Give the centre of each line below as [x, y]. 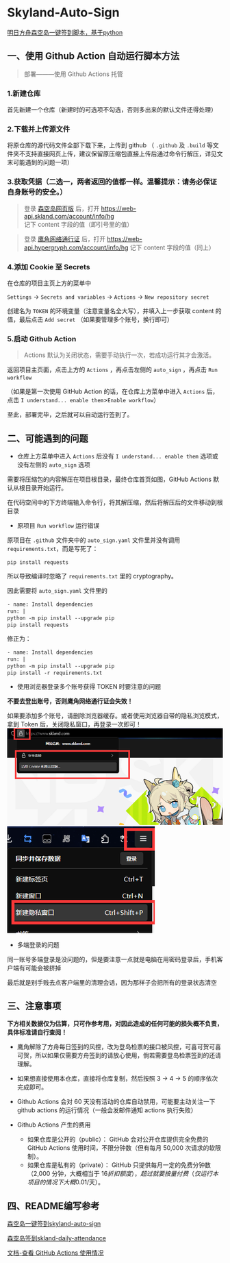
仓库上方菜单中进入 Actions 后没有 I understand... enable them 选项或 [117, 456]
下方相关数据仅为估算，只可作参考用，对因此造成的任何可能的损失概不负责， [115, 1024]
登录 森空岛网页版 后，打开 [62, 208]
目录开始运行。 [46, 488]
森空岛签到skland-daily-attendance [56, 1238]
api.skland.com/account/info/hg [69, 216]
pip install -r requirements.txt [55, 673]
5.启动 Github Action [42, 339]
